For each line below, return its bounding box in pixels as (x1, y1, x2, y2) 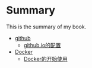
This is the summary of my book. (6, 23, 87, 30)
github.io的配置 (23, 41, 61, 48)
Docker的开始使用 (23, 55, 68, 62)
